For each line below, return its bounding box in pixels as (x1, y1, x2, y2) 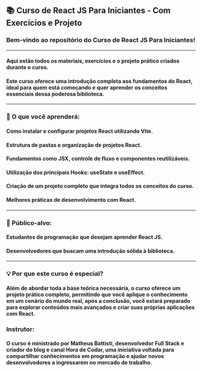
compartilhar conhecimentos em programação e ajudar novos (6, 353, 164, 360)
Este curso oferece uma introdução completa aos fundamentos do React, (6, 78, 193, 85)
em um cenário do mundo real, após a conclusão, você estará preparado (6, 297, 191, 304)
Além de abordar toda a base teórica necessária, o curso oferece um (6, 284, 181, 291)
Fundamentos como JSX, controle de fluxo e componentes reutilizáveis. (6, 155, 191, 162)
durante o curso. (6, 64, 49, 71)
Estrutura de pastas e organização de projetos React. (6, 141, 142, 148)
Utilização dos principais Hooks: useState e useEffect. (6, 168, 145, 176)
